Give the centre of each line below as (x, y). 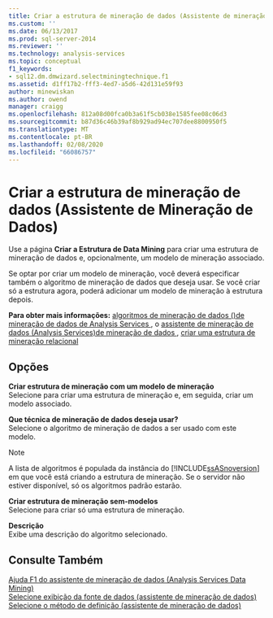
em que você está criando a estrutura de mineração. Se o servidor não (127, 477)
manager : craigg (36, 107)
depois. (21, 300)
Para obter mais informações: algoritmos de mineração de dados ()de (127, 316)
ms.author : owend (38, 99)
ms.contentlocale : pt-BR (50, 137)
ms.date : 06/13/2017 (43, 31)
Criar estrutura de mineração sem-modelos (83, 502)
